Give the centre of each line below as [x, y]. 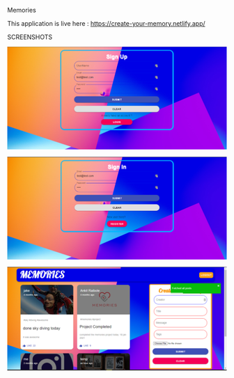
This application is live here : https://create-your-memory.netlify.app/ [106, 23]
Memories [22, 10]
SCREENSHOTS [30, 37]
